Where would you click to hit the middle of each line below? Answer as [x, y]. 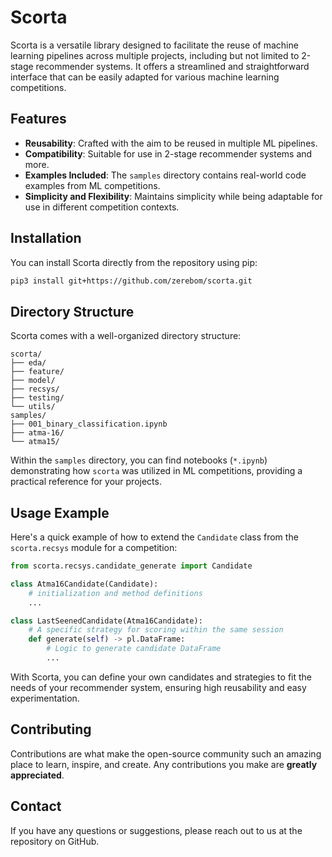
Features [38, 119]
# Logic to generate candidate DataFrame [134, 649]
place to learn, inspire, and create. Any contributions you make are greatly [164, 764]
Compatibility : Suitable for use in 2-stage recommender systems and [168, 153]
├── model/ [33, 381]
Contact [36, 806]
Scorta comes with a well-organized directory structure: [126, 336]
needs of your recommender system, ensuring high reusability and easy [158, 687]
